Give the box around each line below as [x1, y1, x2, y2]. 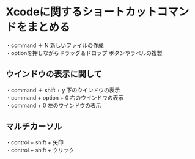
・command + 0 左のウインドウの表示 [6, 102, 101, 109]
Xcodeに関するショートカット [6, 5, 157, 19]
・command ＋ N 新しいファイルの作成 [6, 42, 104, 49]
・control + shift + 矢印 [6, 138, 64, 146]
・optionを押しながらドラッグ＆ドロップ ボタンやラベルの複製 [6, 49, 163, 56]
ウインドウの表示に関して [6, 69, 102, 79]
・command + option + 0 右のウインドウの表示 [6, 94, 124, 101]
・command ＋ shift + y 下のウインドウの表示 [6, 86, 120, 94]
